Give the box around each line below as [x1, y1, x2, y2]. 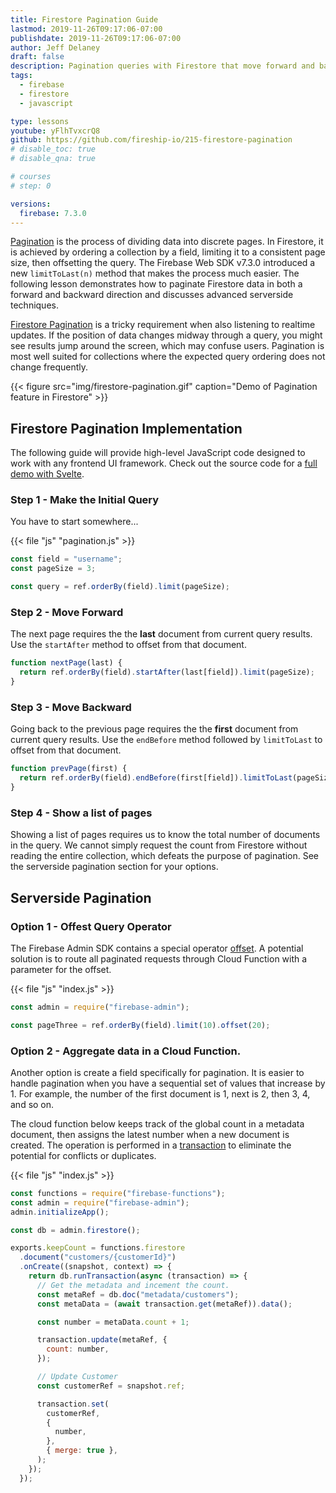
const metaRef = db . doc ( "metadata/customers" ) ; [36, 1289, 240, 1300]
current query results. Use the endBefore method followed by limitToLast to [10, 734, 323, 746]
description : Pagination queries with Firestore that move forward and [10, 61, 315, 71]
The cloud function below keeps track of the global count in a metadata [10, 1117, 305, 1130]
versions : [10, 199, 52, 209]
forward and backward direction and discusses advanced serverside [10, 289, 294, 301]
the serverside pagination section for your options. [10, 861, 219, 873]
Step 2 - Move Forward [10, 606, 124, 620]
